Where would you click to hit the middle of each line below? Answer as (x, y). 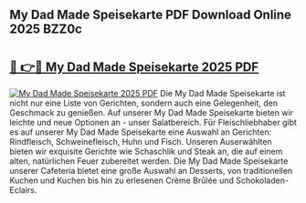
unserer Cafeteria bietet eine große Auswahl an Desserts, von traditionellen (151, 171)
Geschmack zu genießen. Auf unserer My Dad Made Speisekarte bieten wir (152, 112)
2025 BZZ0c (46, 30)
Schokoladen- (263, 180)
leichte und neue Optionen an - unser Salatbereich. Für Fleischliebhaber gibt (153, 122)
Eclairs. (23, 190)
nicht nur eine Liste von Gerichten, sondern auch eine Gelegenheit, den (144, 103)
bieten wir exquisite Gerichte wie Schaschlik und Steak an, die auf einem (146, 151)
